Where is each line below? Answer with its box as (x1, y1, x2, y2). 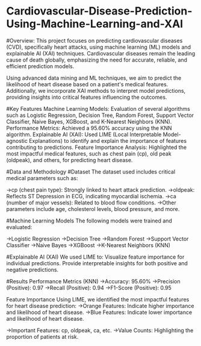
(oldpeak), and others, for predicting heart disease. (6, 156, 133, 163)
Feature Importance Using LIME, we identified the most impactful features (6, 295, 190, 303)
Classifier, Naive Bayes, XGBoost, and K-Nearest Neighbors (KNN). (6, 118, 172, 125)
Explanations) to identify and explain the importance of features (29, 137, 187, 144)
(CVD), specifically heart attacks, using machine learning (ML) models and (6, 43, 191, 51)
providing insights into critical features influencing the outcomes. (6, 93, 167, 101)
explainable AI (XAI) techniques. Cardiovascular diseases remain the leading (6, 49, 196, 57)
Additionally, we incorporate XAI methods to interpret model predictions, (6, 87, 186, 94)
